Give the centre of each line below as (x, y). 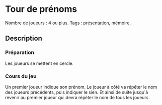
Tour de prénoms (41, 9)
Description (24, 38)
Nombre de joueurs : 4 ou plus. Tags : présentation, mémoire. (68, 23)
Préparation (20, 52)
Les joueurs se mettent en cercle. (39, 63)
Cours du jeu (21, 76)
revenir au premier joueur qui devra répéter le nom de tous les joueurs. (78, 97)
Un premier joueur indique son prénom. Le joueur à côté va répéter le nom (81, 87)
